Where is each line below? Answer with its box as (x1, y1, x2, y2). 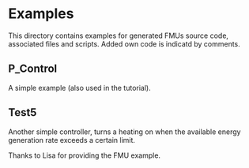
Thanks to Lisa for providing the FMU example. (8, 151, 160, 160)
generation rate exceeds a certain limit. (8, 135, 136, 144)
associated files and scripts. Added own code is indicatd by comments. (8, 39, 241, 48)
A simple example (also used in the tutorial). (8, 83, 152, 92)
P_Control (8, 62, 58, 76)
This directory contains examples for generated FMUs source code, (8, 31, 229, 40)
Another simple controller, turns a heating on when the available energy (8, 127, 241, 136)
